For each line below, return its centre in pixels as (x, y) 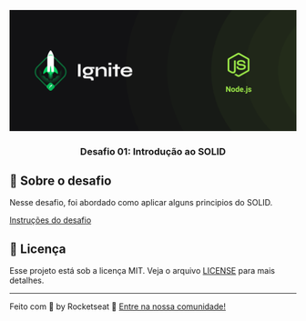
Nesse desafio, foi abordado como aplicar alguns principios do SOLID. (141, 203)
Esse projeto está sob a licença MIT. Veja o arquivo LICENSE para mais (143, 271)
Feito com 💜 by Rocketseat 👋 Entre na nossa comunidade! (117, 306)
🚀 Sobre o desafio (61, 181)
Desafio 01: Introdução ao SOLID (153, 151)
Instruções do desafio (51, 220)
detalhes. (27, 281)
